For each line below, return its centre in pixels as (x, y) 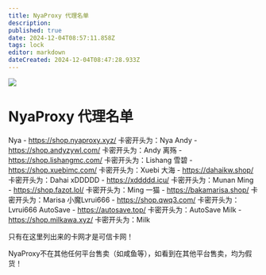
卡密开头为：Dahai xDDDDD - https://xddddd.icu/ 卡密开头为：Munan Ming (131, 180)
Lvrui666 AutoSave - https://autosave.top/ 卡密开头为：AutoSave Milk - (125, 209)
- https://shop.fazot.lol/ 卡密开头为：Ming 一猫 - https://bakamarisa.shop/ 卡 (133, 190)
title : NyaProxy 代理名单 (49, 15)
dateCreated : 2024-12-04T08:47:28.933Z (74, 60)
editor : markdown (37, 52)
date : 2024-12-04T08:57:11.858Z (62, 38)
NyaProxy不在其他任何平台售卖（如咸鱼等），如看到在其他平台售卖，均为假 (130, 253)
